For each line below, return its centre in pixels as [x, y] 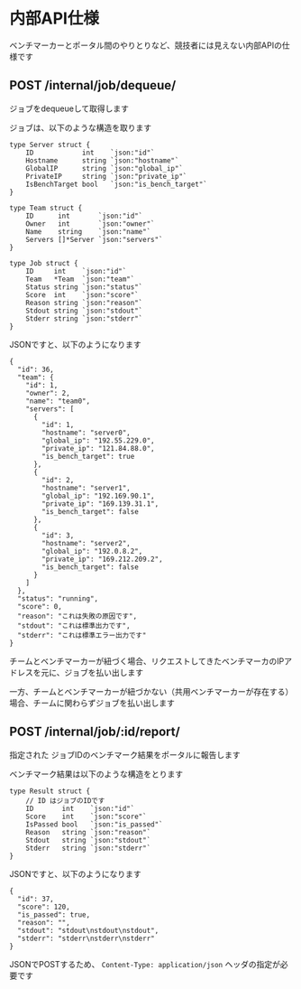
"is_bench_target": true [88, 456]
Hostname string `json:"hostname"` [102, 160]
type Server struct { [50, 145]
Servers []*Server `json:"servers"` [95, 239]
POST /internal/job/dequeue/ [93, 85]
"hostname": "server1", [86, 488]
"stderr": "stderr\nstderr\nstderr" [86, 938]
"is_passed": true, [54, 914]
